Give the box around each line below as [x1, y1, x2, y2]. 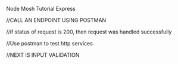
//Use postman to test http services [6, 40, 93, 47]
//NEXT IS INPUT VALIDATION [6, 51, 80, 59]
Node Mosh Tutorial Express [6, 5, 76, 12]
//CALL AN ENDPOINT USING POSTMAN [6, 17, 107, 23]
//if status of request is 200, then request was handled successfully [6, 28, 172, 35]
